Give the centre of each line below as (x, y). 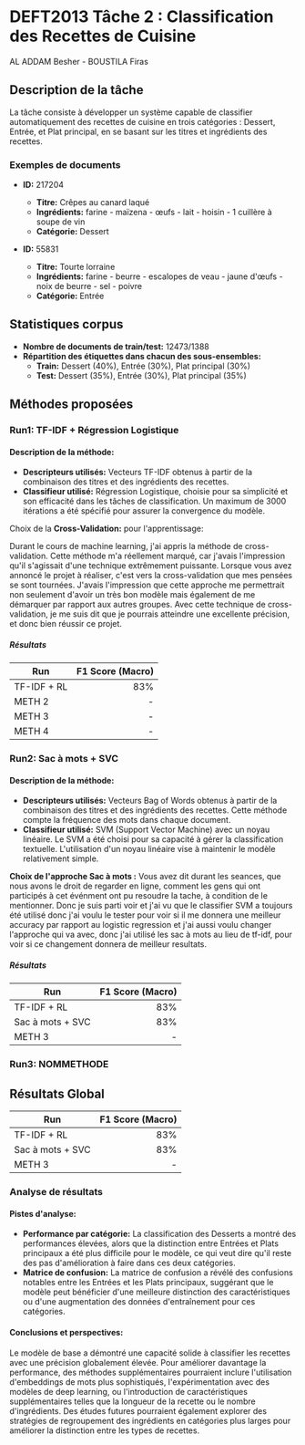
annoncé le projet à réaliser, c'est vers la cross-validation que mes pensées (151, 576)
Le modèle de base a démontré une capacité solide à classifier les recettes (150, 1353)
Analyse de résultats (56, 1192)
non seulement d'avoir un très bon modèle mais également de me (132, 595)
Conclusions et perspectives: (66, 1332)
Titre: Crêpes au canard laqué (93, 203)
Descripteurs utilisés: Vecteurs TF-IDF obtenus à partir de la (137, 473)
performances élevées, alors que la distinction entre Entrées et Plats (151, 1243)
